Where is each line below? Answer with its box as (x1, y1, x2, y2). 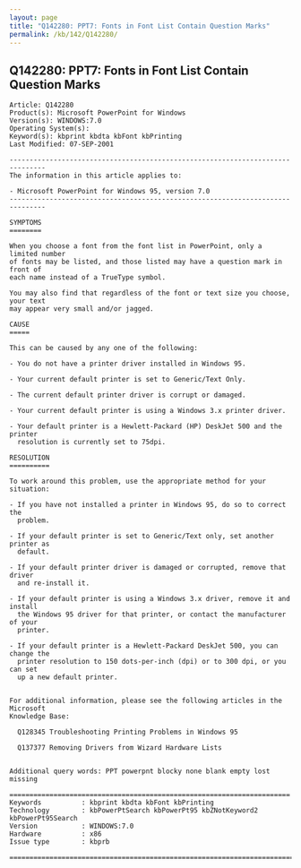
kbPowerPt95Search (9, 814, 78, 823)
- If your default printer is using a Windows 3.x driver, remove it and (9, 595, 291, 604)
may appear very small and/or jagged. (9, 305, 154, 314)
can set (9, 665, 39, 675)
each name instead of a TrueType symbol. (9, 273, 167, 282)
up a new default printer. (17, 673, 118, 682)
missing (9, 775, 39, 784)
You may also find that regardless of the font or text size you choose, (9, 288, 291, 298)
